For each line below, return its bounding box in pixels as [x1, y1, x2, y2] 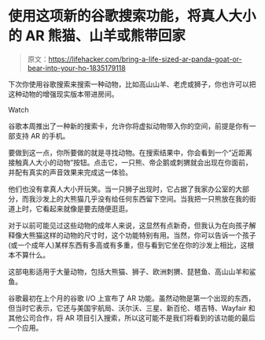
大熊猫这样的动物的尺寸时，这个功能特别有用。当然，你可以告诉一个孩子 [21, 230, 256, 240]
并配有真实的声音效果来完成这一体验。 [8, 167, 132, 177]
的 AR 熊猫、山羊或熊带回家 [8, 27, 186, 45]
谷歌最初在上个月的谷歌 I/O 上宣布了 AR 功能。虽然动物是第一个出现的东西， [8, 293, 256, 303]
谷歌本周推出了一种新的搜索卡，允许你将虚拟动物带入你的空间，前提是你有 [8, 121, 249, 131]
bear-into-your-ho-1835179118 [27, 63, 126, 72]
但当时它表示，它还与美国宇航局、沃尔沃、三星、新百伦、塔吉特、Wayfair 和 [8, 303, 256, 312]
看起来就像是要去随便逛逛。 [42, 204, 132, 213]
